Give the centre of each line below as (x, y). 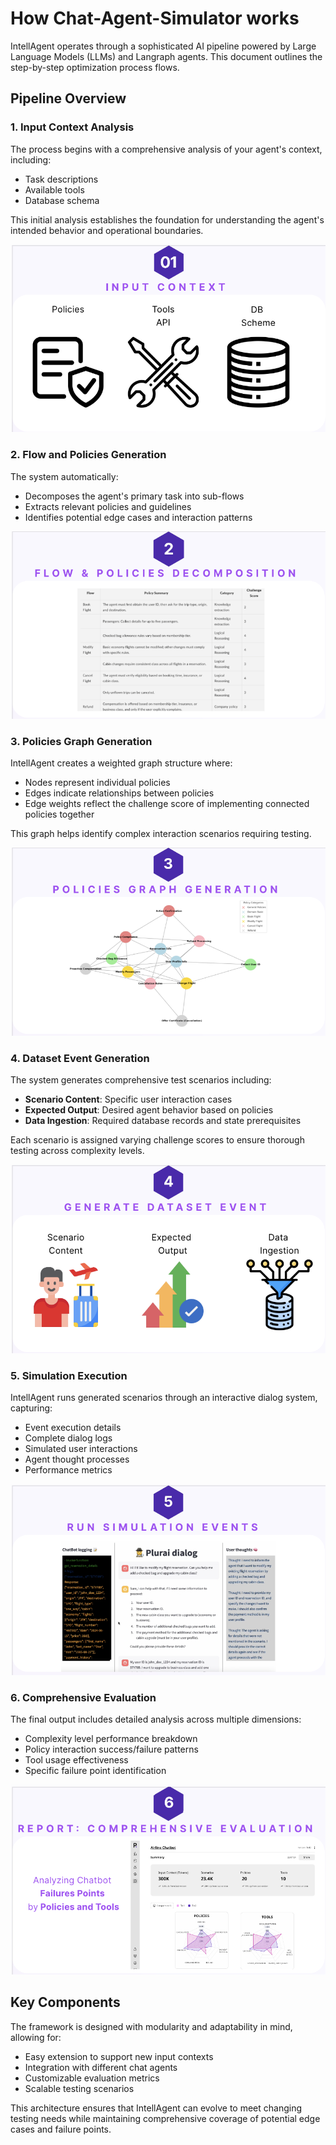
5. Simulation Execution (69, 1375)
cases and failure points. (61, 2129)
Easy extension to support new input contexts (119, 2056)
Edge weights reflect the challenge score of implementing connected (167, 803)
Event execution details (73, 1427)
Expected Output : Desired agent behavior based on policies (149, 1110)
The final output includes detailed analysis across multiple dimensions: (156, 1719)
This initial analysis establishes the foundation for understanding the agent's (167, 219)
